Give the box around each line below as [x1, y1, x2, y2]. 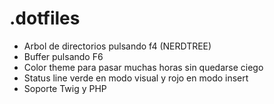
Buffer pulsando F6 [23, 50, 104, 62]
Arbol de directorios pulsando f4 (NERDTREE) [23, 40, 212, 52]
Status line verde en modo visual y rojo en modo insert [23, 72, 249, 84]
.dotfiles [9, 7, 81, 30]
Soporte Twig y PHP [23, 82, 107, 94]
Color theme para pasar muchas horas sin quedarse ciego [23, 61, 264, 73]
